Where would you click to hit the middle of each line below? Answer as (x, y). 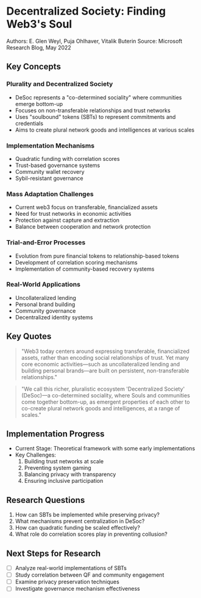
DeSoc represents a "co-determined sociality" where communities (98, 97)
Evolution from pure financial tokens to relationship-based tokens (97, 256)
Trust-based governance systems (58, 165)
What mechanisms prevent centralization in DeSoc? (80, 521)
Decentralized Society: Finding (86, 11)
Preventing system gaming (58, 468)
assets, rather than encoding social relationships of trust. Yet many (105, 357)
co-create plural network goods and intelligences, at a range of (100, 408)
